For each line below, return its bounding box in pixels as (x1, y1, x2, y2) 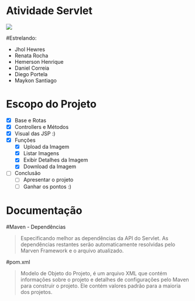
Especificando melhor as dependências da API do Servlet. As (20, 234, 169, 241)
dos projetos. (20, 288, 53, 295)
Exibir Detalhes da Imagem (23, 156, 88, 163)
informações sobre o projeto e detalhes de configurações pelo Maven (20, 276, 189, 283)
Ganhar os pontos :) (23, 183, 71, 190)
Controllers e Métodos (14, 123, 69, 130)
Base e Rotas (14, 117, 47, 124)
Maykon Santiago (14, 77, 57, 84)
